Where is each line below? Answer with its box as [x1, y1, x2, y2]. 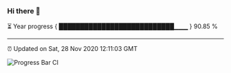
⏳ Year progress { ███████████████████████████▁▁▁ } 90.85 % [7, 22, 218, 30]
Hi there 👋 [7, 6, 41, 16]
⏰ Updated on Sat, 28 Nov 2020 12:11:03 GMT [7, 45, 137, 53]
